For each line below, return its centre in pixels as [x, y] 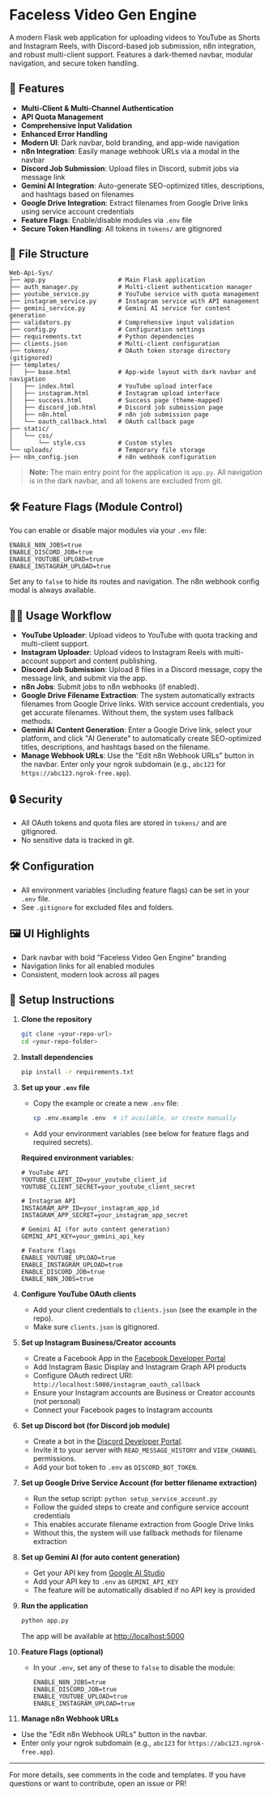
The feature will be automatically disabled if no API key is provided [144, 1590]
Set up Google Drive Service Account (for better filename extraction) [139, 1483]
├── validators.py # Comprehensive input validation [122, 322]
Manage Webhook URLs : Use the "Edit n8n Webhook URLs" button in [137, 755]
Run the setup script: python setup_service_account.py [125, 1498]
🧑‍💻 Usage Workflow [60, 616]
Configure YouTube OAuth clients [79, 1294]
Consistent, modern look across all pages [90, 974]
